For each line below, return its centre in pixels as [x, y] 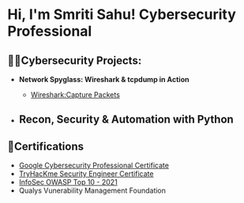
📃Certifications [46, 147]
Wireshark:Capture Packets [75, 95]
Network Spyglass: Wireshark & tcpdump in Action [104, 79]
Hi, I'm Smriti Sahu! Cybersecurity [122, 15]
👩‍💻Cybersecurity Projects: [75, 60]
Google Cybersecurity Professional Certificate [94, 165]
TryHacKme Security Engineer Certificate [86, 174]
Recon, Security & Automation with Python [126, 120]
